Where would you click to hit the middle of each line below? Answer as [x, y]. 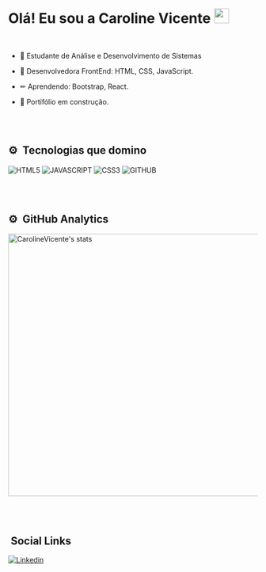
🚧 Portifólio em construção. [64, 101]
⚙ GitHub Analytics [59, 219]
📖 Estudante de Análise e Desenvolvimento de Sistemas [110, 55]
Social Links [41, 541]
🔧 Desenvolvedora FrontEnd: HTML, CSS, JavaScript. [106, 71]
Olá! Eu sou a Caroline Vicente [110, 19]
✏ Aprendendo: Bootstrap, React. [74, 86]
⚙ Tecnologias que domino [78, 151]
